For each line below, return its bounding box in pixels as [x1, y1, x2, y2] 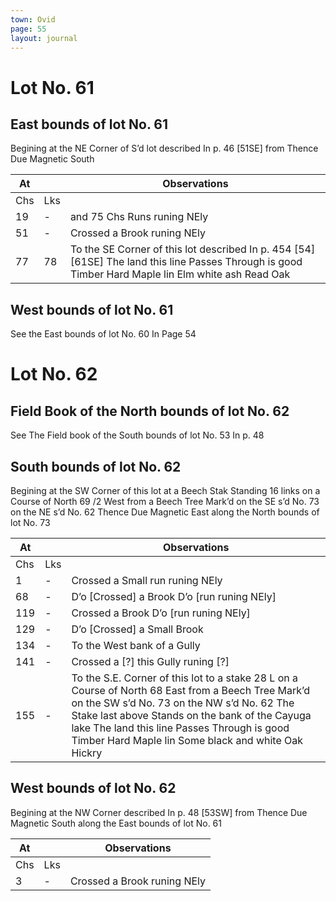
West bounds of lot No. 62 [10, 780, 177, 797]
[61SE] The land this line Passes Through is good [69, 255, 303, 269]
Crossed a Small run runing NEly [71, 574, 223, 587]
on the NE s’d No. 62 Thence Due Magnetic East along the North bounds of [10, 506, 320, 518]
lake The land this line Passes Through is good [71, 721, 290, 735]
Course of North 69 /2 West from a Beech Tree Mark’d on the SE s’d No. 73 [10, 496, 320, 507]
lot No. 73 [10, 517, 51, 528]
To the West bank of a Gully [71, 639, 201, 652]
